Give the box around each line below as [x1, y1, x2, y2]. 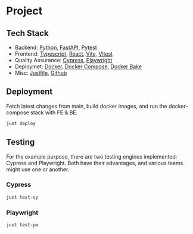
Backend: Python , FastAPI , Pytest [14, 44, 97, 51]
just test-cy [6, 194, 39, 200]
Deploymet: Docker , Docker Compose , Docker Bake [14, 63, 142, 70]
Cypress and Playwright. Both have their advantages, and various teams [6, 159, 183, 166]
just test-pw [6, 221, 39, 228]
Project [6, 4, 43, 18]
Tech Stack [6, 28, 49, 38]
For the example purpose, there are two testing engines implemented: [6, 153, 178, 160]
